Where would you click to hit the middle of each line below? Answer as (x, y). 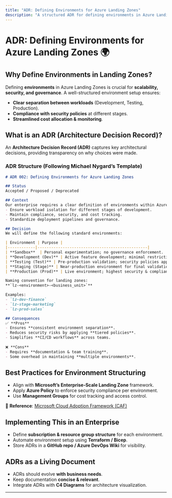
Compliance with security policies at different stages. (70, 113)
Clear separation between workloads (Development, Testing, (78, 102)
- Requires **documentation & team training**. (57, 352)
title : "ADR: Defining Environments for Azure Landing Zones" (73, 10)
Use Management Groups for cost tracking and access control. (80, 396)
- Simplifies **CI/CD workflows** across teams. (58, 337)
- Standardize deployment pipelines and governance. (63, 219)
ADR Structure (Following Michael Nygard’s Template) (74, 166)
